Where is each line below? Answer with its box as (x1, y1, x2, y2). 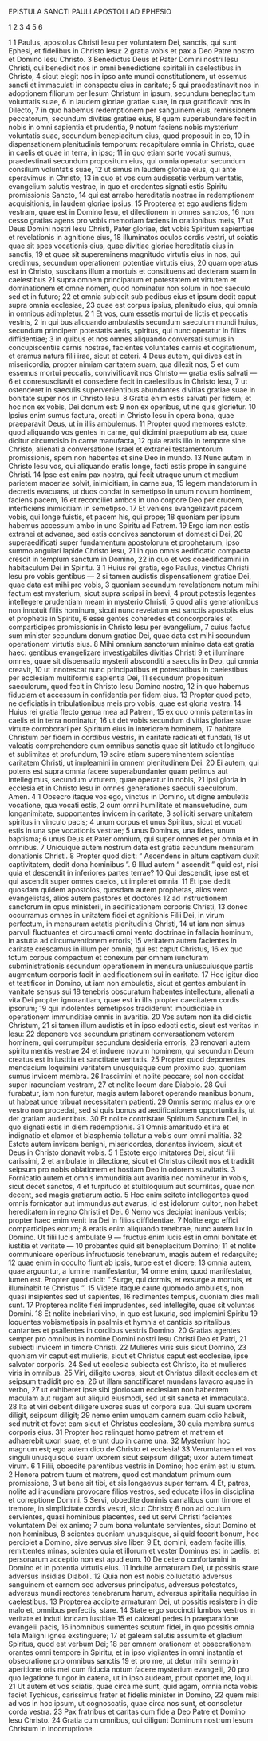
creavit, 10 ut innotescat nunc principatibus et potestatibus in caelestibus (8, 665, 249, 674)
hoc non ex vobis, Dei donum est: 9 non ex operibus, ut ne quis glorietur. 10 (8, 402, 257, 412)
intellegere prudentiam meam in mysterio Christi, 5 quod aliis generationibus (8, 597, 259, 606)
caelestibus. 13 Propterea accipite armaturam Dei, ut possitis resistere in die (8, 1597, 258, 1606)
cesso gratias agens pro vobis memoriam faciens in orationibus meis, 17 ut (8, 215, 254, 225)
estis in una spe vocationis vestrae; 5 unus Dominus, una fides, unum (8, 825, 236, 835)
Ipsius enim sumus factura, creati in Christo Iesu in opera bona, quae (8, 411, 235, 419)
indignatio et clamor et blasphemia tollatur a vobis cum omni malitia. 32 (8, 1131, 242, 1140)
